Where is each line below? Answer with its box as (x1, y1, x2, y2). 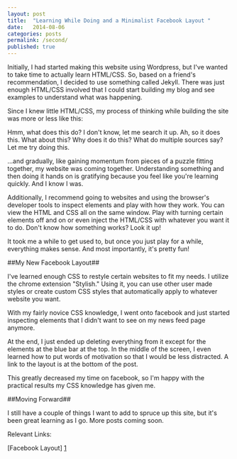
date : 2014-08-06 (7, 23, 65, 31)
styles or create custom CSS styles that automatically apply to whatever (7, 287, 218, 295)
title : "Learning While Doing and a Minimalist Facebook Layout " (7, 17, 211, 24)
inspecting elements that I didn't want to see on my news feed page (7, 316, 206, 324)
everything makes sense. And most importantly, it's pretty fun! (7, 245, 190, 253)
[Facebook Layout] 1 (7, 444, 67, 452)
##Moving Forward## (7, 395, 71, 403)
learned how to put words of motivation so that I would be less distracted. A (7, 353, 229, 360)
